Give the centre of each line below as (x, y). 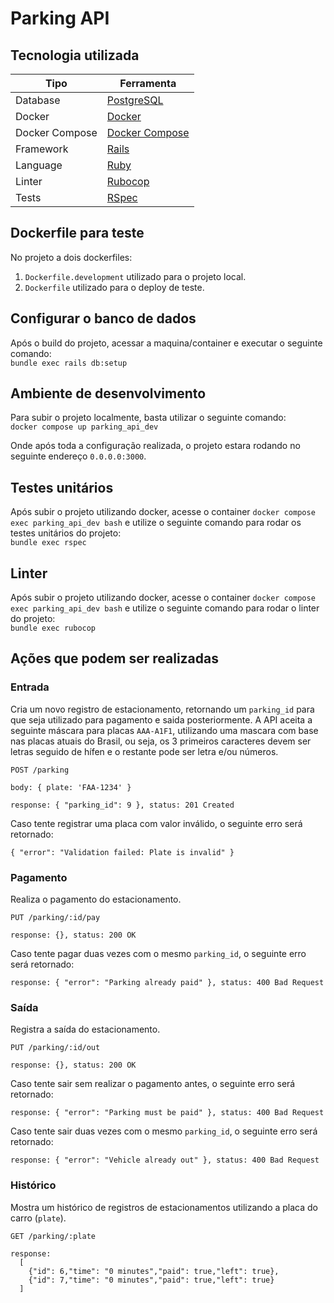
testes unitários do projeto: (66, 533)
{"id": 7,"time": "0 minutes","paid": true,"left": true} (151, 1280)
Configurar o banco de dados (103, 318)
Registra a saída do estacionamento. (85, 1029)
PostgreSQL (135, 100)
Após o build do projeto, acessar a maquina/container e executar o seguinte (166, 343)
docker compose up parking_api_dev (84, 427)
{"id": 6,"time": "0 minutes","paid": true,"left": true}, (154, 1271)
